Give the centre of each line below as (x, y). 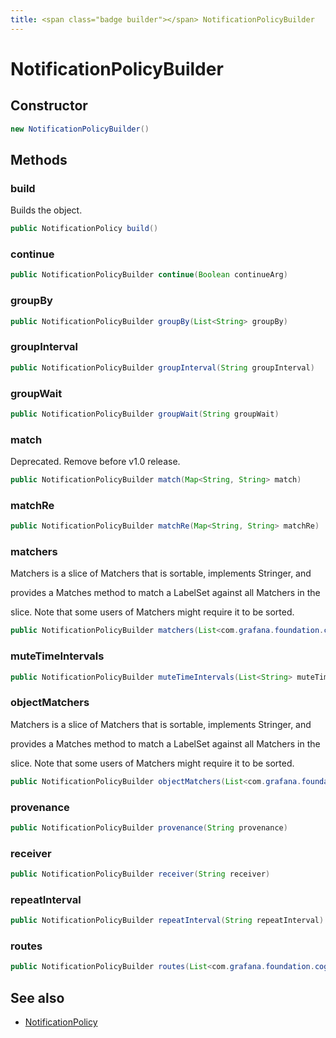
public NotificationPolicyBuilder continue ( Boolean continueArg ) (149, 275)
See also (37, 997)
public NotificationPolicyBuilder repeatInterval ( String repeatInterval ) (167, 921)
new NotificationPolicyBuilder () (80, 129)
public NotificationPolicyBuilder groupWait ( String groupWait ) (145, 414)
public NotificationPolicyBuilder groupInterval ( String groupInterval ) (162, 367)
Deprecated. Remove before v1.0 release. (95, 462)
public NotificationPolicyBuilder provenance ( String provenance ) (149, 827)
